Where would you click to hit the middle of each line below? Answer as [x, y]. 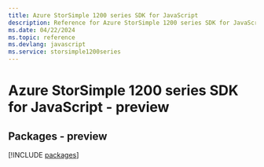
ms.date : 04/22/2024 [42, 30]
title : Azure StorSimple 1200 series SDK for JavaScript [103, 15]
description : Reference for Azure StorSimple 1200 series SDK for [119, 23]
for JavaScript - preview [89, 107]
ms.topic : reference [42, 37]
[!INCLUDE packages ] [44, 155]
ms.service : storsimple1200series [65, 52]
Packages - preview [58, 136]
